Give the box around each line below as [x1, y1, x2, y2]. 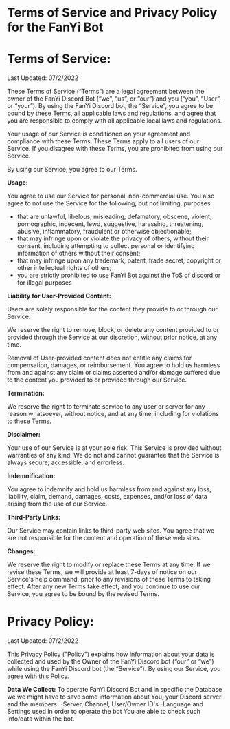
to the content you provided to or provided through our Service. [7, 376, 187, 384]
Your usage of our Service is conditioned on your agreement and [7, 130, 191, 138]
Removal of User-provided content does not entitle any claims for [7, 353, 192, 362]
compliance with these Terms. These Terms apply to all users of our [7, 137, 200, 145]
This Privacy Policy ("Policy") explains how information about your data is [7, 650, 215, 659]
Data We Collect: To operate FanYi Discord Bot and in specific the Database [7, 686, 222, 694]
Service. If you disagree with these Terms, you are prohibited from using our [7, 145, 223, 153]
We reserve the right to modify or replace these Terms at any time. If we [7, 560, 211, 569]
